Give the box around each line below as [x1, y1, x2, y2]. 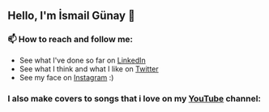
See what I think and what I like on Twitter [19, 63, 159, 74]
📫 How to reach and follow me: [7, 34, 134, 45]
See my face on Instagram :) [19, 72, 114, 82]
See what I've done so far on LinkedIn [19, 55, 147, 65]
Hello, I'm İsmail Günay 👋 [7, 9, 135, 23]
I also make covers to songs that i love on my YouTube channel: [7, 93, 261, 104]
